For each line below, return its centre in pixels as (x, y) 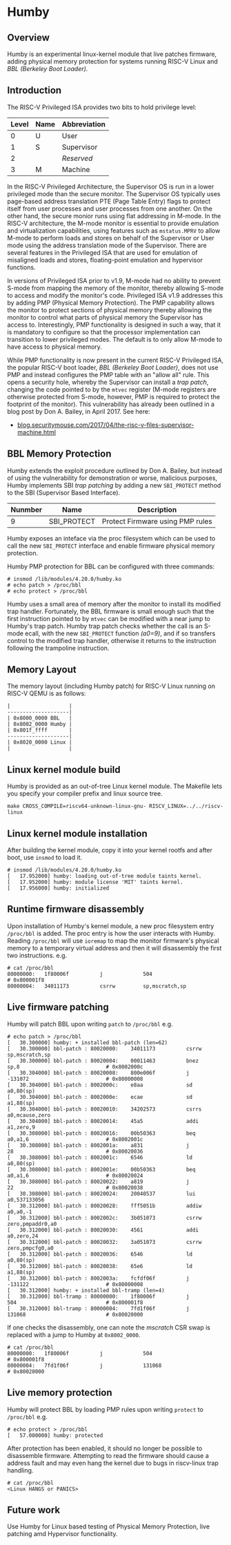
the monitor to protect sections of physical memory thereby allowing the (110, 310)
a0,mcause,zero (29, 1115)
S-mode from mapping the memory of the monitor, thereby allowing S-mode (115, 288)
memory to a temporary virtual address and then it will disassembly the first (114, 948)
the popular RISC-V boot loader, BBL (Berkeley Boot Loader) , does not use (113, 367)
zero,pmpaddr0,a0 (32, 1224)
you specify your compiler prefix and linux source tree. (85, 794)
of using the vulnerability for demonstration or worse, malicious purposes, (112, 478)
